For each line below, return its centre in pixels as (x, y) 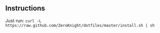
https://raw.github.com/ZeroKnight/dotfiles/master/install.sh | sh (80, 25)
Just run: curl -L (24, 20)
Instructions (25, 8)
